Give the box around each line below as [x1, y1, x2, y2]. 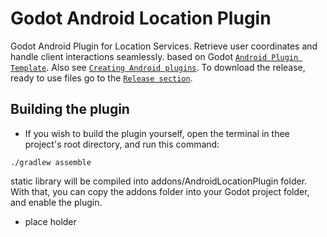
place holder [24, 215, 77, 227]
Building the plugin [10, 101, 130, 118]
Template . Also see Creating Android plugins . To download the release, [10, 61, 306, 73]
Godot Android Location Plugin [10, 7, 272, 30]
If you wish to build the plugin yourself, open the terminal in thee [24, 127, 290, 139]
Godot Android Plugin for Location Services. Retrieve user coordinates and [10, 40, 318, 52]
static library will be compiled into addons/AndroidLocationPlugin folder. [10, 175, 308, 187]
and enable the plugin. [10, 196, 103, 208]
